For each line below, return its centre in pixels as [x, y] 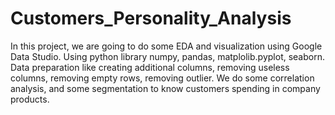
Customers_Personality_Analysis [151, 18]
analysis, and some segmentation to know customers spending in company [165, 88]
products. [30, 99]
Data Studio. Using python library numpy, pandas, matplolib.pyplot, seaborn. [167, 56]
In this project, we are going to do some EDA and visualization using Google [166, 46]
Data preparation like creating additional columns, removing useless [150, 67]
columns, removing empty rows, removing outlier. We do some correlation [162, 78]
